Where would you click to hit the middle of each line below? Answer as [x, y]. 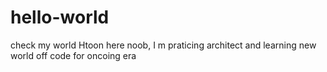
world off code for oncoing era [73, 55]
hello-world [60, 17]
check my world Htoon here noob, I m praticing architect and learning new [163, 45]
